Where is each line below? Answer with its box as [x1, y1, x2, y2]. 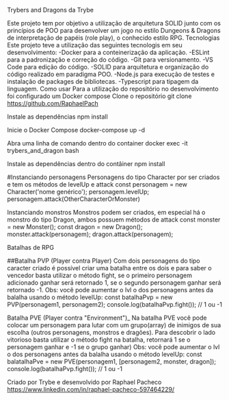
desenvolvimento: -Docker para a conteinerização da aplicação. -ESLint [7, 48, 210, 56]
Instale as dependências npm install [7, 113, 108, 121]
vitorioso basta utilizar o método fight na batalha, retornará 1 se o [7, 336, 191, 344]
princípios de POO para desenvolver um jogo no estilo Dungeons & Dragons [7, 27, 221, 34]
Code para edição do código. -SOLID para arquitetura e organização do [7, 63, 209, 71]
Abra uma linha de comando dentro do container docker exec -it [7, 139, 188, 147]
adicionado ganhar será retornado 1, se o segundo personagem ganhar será [7, 279, 221, 287]
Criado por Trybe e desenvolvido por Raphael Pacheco [7, 378, 162, 386]
